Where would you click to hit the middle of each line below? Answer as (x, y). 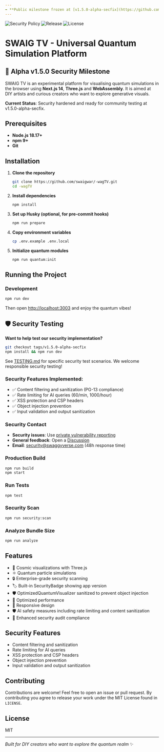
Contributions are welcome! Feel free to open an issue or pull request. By (79, 693)
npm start (15, 473)
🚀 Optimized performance (38, 600)
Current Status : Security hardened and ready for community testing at (76, 103)
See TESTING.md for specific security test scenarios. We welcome (72, 361)
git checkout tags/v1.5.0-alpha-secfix (46, 347)
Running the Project (36, 275)
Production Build (25, 458)
